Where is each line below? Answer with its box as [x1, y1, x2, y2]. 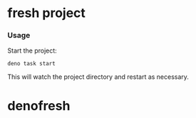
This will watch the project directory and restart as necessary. [7, 73, 189, 81]
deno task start [7, 60, 56, 68]
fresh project [7, 5, 86, 21]
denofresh [7, 97, 71, 114]
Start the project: [7, 46, 57, 55]
